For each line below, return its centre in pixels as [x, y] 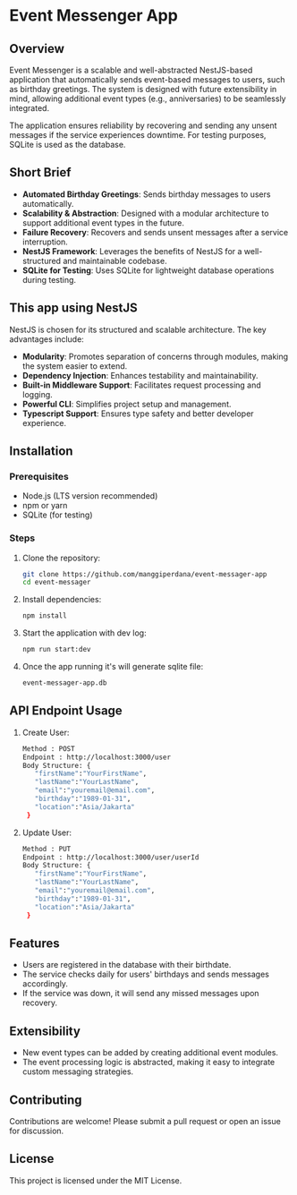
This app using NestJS [73, 308]
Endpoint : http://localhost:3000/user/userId [110, 857]
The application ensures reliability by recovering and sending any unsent [143, 125]
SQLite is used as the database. [68, 145]
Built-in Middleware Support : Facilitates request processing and [141, 385]
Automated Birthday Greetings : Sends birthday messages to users [146, 194]
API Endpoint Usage [66, 711]
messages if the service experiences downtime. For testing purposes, [138, 135]
